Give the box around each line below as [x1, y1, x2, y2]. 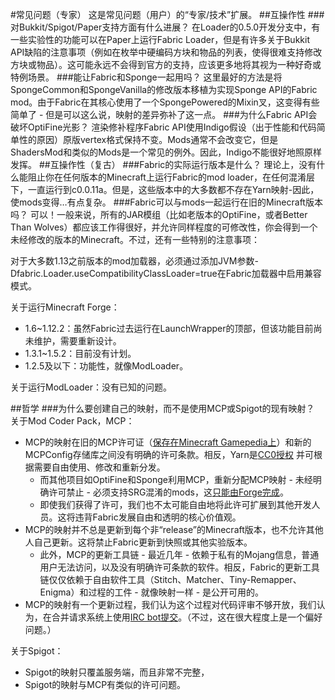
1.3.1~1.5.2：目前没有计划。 [24, 348, 137, 359]
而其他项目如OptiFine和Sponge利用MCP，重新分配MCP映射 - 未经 [39, 474, 313, 485]
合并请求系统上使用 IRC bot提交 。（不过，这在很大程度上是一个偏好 [51, 611, 323, 623]
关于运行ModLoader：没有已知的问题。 [10, 381, 172, 393]
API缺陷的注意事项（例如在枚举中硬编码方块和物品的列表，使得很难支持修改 [10, 46, 323, 58]
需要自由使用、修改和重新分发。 [33, 461, 166, 473]
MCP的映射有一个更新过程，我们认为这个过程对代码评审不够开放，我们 [24, 599, 317, 610]
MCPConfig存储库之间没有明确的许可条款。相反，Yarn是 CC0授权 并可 [24, 449, 315, 460]
